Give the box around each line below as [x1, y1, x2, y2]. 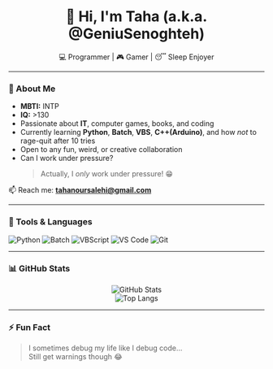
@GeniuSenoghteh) [68, 24, 205, 43]
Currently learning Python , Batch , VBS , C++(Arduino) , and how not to [19, 128, 258, 137]
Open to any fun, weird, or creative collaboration [19, 145, 183, 154]
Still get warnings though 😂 [28, 352, 123, 362]
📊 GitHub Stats [8, 263, 71, 275]
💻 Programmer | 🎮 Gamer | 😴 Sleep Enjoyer [58, 52, 214, 62]
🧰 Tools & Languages [8, 216, 93, 228]
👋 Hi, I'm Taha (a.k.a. [65, 7, 208, 26]
